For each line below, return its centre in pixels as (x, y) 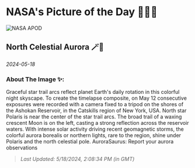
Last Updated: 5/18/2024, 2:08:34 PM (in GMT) (77, 159)
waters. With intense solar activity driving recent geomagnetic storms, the (95, 129)
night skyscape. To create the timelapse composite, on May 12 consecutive (96, 98)
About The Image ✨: (35, 79)
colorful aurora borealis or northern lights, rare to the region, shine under (94, 135)
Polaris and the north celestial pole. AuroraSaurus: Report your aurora (90, 142)
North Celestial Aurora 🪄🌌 (55, 47)
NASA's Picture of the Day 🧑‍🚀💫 (82, 12)
